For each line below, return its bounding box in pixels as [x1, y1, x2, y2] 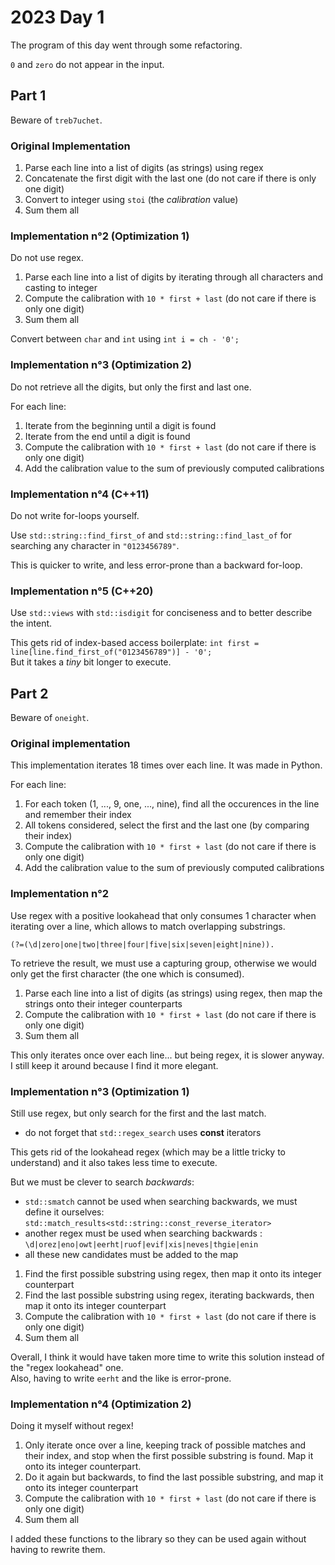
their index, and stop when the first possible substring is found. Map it [24, 1450, 314, 1462]
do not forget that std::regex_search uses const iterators [24, 1126, 262, 1138]
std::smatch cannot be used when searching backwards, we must [24, 1195, 298, 1207]
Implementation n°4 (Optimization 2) [10, 1397, 192, 1411]
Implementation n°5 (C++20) [10, 584, 154, 598]
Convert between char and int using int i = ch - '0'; [10, 333, 240, 345]
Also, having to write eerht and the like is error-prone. [10, 1372, 232, 1384]
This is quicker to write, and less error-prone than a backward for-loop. [10, 559, 303, 571]
